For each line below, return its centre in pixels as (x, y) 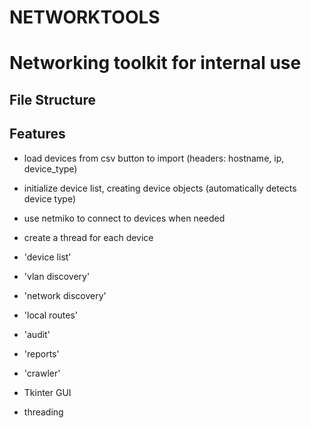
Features (37, 134)
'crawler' (42, 373)
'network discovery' (65, 295)
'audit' (37, 334)
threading (43, 412)
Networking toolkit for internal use (155, 63)
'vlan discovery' (57, 276)
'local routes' (51, 315)
